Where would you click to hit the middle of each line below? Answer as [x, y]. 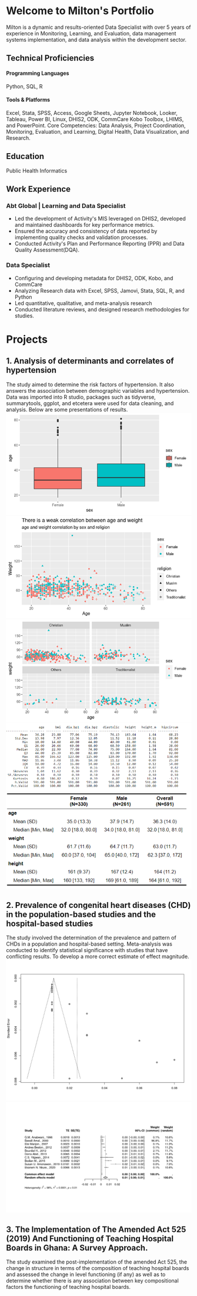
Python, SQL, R [24, 86]
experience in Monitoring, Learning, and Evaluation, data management [91, 33]
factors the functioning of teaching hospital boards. [69, 1287]
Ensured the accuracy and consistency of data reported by [86, 231]
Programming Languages [38, 73]
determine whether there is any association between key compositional [93, 1281]
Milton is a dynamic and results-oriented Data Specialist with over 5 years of [98, 27]
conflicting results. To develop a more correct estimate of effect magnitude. [98, 957]
